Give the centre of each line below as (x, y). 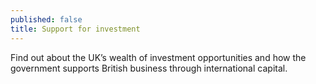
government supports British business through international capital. (149, 68)
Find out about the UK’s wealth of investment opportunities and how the (158, 57)
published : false (46, 19)
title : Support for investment (75, 29)
